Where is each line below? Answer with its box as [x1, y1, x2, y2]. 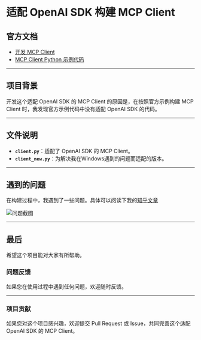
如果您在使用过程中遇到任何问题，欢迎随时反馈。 [6, 283, 127, 290]
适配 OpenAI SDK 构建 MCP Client [6, 5, 175, 19]
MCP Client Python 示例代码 [14, 56, 84, 63]
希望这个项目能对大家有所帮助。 [6, 252, 85, 259]
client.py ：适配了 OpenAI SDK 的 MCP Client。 [14, 147, 133, 154]
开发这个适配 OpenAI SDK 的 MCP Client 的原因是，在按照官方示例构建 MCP [6, 97, 194, 105]
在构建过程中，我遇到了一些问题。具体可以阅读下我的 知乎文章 [6, 196, 159, 204]
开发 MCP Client [14, 49, 55, 55]
